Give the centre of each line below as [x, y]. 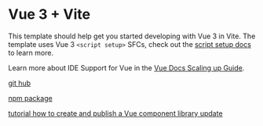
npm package [30, 98]
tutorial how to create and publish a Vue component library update [115, 113]
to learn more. [31, 52]
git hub [20, 83]
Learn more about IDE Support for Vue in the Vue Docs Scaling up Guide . [126, 67]
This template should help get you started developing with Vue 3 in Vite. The [132, 36]
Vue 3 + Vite [49, 14]
